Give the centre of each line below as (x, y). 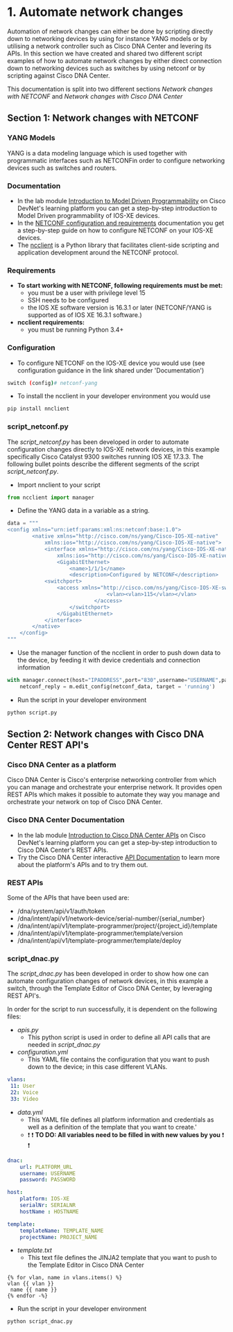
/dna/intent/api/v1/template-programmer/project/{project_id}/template (117, 925)
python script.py (32, 712)
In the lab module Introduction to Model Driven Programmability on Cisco (121, 200)
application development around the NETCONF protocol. (98, 252)
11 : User (23, 1086)
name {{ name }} (34, 1290)
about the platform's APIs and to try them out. (83, 864)
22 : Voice (24, 1093)
